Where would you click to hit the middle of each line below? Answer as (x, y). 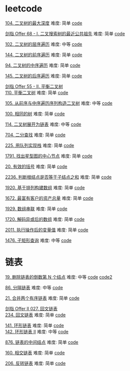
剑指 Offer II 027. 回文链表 (32, 308)
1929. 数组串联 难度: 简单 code (36, 209)
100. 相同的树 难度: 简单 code (35, 113)
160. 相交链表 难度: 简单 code (35, 353)
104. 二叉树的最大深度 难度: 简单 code (44, 23)
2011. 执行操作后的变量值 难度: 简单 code (47, 229)
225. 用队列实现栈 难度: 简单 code (40, 145)
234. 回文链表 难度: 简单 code (35, 315)
